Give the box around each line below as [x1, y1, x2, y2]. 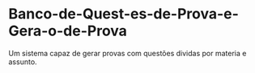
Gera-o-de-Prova [8, 22, 128, 40]
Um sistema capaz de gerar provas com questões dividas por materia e [8, 48, 247, 58]
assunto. [8, 57, 38, 67]
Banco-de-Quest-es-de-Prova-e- [8, 5, 239, 23]
